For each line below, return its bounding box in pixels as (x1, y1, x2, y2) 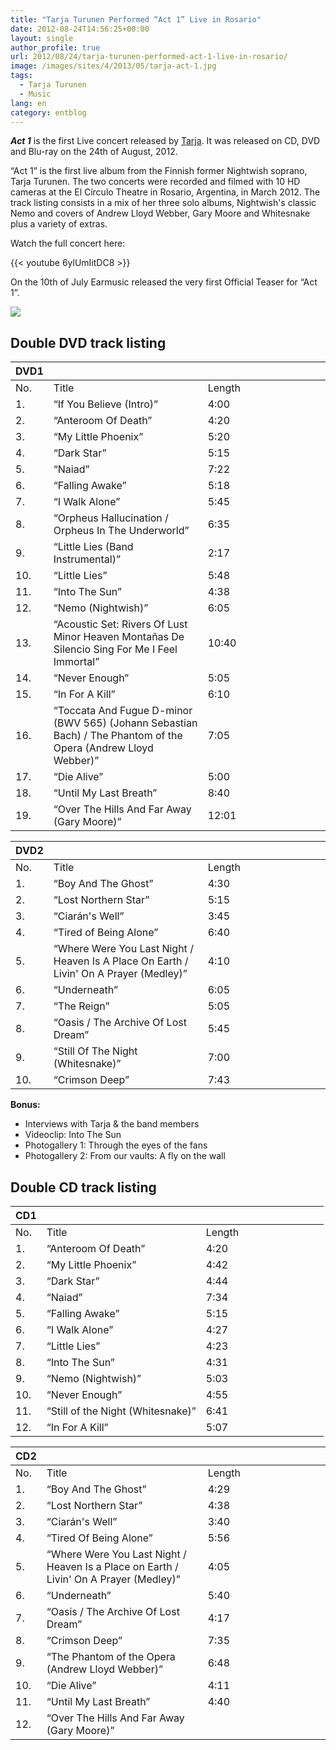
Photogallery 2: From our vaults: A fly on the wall (24, 1150, 226, 1162)
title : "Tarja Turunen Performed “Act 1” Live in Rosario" (10, 14, 262, 25)
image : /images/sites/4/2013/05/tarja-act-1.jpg (10, 61, 217, 71)
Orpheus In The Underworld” (53, 524, 190, 538)
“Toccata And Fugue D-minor (53, 704, 193, 718)
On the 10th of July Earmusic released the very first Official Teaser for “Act (10, 276, 318, 288)
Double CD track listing (10, 1179, 157, 1196)
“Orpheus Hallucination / (53, 511, 169, 525)
